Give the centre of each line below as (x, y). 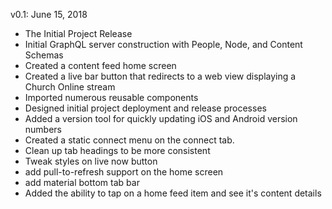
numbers (43, 129)
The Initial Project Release (78, 33)
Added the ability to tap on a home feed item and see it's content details (173, 193)
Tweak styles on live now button (91, 161)
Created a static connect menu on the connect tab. (129, 140)
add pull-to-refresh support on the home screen (124, 172)
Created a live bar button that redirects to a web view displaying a (160, 76)
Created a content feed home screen (100, 65)
